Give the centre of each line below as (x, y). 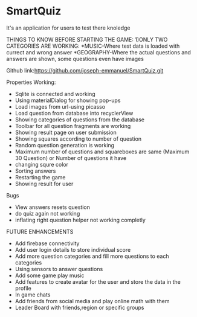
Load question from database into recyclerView (74, 113)
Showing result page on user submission (66, 132)
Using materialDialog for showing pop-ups (68, 100)
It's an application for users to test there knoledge (68, 28)
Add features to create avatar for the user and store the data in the (98, 281)
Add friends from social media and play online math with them (92, 301)
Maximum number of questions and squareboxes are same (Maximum (102, 152)
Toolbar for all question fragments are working (73, 126)
